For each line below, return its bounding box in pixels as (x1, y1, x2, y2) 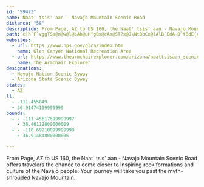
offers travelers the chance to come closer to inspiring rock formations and (6, 161, 194, 168)
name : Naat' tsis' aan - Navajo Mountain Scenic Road (6, 15, 146, 21)
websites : (6, 37, 32, 43)
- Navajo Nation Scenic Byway (12, 71, 88, 77)
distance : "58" (6, 20, 45, 26)
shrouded (6, 174, 30, 181)
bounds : (6, 110, 26, 116)
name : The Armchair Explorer (17, 59, 91, 65)
